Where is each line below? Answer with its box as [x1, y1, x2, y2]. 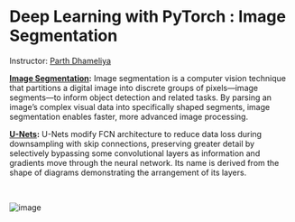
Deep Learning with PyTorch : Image [9, 6, 287, 27]
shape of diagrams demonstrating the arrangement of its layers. [9, 167, 247, 178]
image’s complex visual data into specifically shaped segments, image [9, 101, 271, 112]
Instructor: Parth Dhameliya [9, 55, 111, 66]
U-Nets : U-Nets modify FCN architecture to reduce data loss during [9, 128, 263, 139]
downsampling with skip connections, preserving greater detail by [9, 138, 255, 149]
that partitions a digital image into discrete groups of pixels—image [9, 82, 259, 93]
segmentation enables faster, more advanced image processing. [9, 111, 249, 122]
